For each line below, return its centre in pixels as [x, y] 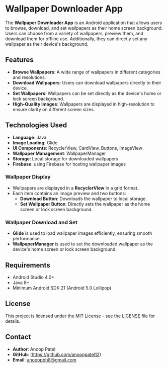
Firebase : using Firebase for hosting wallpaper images [69, 164]
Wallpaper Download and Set [41, 222]
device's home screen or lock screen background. [65, 249]
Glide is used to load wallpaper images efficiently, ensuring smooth [82, 233]
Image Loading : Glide [35, 143]
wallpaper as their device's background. [47, 44]
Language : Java [29, 137]
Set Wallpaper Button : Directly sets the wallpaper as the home [85, 204]
